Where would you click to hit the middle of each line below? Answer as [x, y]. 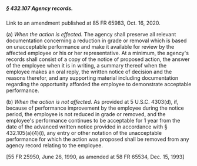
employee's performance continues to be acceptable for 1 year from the [93, 120]
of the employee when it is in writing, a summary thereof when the [86, 65]
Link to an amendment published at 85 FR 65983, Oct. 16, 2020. [83, 23]
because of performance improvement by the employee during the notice [95, 108]
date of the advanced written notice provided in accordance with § [87, 127]
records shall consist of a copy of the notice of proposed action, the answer [98, 59]
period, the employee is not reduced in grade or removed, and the [86, 114]
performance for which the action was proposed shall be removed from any [98, 139]
